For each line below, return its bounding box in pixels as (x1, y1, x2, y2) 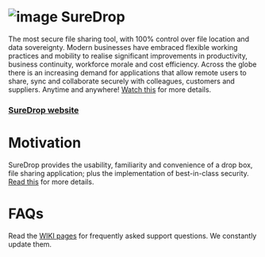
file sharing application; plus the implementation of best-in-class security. (8, 168, 250, 178)
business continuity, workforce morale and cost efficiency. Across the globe (8, 59, 257, 69)
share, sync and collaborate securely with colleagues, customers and (8, 76, 236, 86)
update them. (8, 239, 52, 249)
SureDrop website (8, 104, 79, 115)
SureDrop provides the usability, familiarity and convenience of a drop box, (8, 159, 253, 170)
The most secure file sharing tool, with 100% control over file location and (8, 34, 250, 44)
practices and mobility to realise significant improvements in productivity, (8, 51, 248, 60)
